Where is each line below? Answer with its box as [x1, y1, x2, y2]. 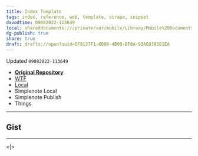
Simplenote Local [14, 87, 57, 94]
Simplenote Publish [14, 93, 62, 100]
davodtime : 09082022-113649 [6, 19, 75, 25]
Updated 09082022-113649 [6, 57, 68, 65]
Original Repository [14, 69, 64, 76]
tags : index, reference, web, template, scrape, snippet [6, 14, 149, 20]
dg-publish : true [6, 30, 49, 36]
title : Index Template [6, 8, 62, 15]
